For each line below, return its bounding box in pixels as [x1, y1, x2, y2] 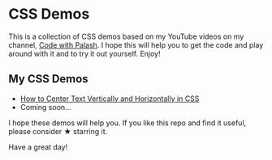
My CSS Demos [8, 72, 89, 86]
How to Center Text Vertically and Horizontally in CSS [19, 94, 200, 103]
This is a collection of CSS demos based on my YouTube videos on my [8, 32, 244, 41]
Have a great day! [8, 142, 67, 152]
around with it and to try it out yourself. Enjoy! [8, 48, 161, 58]
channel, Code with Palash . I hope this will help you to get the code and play [8, 40, 264, 49]
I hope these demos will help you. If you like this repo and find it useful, [8, 118, 247, 128]
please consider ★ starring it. [8, 126, 108, 136]
